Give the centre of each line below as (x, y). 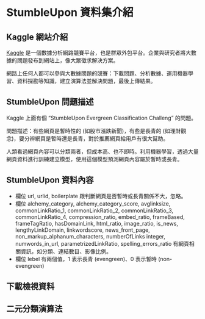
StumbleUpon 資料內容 (50, 180)
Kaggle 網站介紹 (37, 37)
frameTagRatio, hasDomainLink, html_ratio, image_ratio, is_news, (97, 223)
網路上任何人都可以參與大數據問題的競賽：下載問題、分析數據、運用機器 (97, 73)
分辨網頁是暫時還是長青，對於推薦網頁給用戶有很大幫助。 (96, 138)
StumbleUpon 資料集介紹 (70, 13)
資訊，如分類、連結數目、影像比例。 (66, 251)
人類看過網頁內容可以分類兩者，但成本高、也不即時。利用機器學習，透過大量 (103, 151)
